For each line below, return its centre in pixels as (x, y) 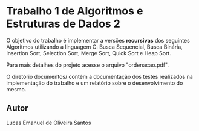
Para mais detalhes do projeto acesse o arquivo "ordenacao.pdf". (88, 65)
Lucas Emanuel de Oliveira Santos (49, 123)
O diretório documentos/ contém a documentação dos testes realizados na (100, 76)
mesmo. (16, 89)
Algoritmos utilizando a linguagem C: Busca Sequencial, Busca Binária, (94, 47)
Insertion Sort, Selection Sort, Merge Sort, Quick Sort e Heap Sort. (89, 53)
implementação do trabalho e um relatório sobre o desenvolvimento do (95, 83)
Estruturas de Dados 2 (64, 24)
